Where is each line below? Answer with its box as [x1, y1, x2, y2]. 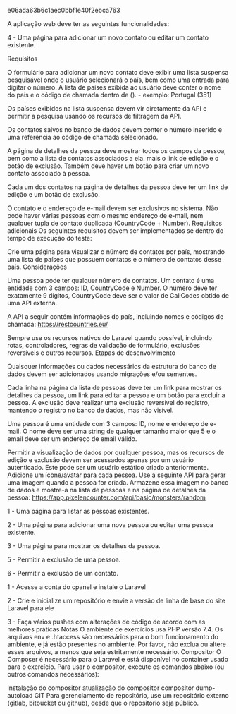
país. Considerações [7, 262, 67, 271]
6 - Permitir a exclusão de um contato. [7, 569, 118, 577]
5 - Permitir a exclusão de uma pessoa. [7, 555, 121, 564]
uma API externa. [7, 299, 58, 307]
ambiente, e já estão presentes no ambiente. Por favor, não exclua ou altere [7, 640, 227, 648]
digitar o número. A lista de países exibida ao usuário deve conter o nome [7, 83, 221, 91]
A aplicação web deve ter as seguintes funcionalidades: [7, 20, 170, 28]
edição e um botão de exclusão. [7, 190, 101, 198]
